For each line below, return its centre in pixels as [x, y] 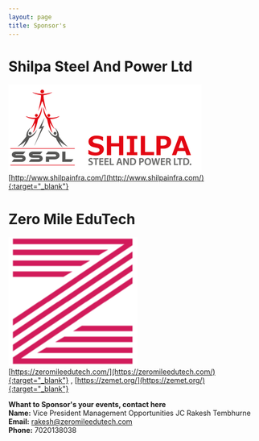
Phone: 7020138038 [43, 431]
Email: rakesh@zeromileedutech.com [70, 422]
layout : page [30, 17]
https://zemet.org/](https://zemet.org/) [141, 381]
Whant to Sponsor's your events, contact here [87, 405]
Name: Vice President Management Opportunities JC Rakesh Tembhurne [129, 413]
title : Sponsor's [37, 25]
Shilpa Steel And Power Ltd [101, 67]
